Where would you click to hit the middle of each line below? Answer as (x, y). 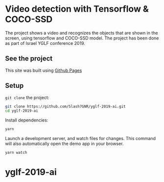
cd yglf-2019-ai (22, 111)
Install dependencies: (27, 120)
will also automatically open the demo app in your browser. (64, 144)
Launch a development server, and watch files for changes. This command (80, 139)
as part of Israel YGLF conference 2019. (45, 43)
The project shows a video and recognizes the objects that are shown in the (82, 33)
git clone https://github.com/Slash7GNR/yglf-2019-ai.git (65, 106)
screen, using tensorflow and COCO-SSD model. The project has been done (82, 38)
